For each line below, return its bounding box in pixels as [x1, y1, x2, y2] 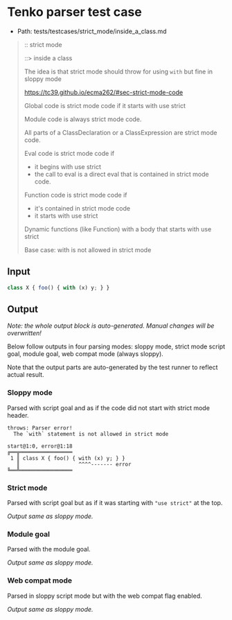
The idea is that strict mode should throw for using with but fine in [24, 67, 213, 76]
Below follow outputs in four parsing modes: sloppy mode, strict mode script [7, 342, 226, 351]
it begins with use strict [34, 162, 102, 170]
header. [7, 411, 29, 419]
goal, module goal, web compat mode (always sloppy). [7, 350, 164, 358]
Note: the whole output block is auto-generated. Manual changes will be [7, 321, 215, 330]
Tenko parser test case [7, 4, 142, 20]
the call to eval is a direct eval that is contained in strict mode [34, 170, 209, 178]
